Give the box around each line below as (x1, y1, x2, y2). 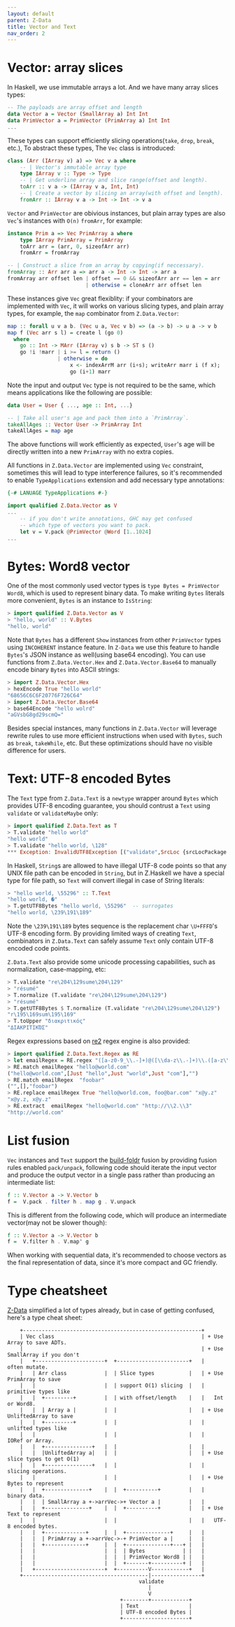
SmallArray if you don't (7, 1352, 80, 1359)
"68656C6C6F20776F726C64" (7, 692, 83, 699)
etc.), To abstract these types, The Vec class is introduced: (7, 144, 176, 152)
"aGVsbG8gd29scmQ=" (7, 711, 64, 718)
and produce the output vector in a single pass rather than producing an (7, 1171, 215, 1179)
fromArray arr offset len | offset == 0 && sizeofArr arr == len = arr (7, 275, 220, 282)
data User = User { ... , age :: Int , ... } (7, 402, 133, 409)
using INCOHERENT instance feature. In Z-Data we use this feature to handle (7, 643, 220, 651)
